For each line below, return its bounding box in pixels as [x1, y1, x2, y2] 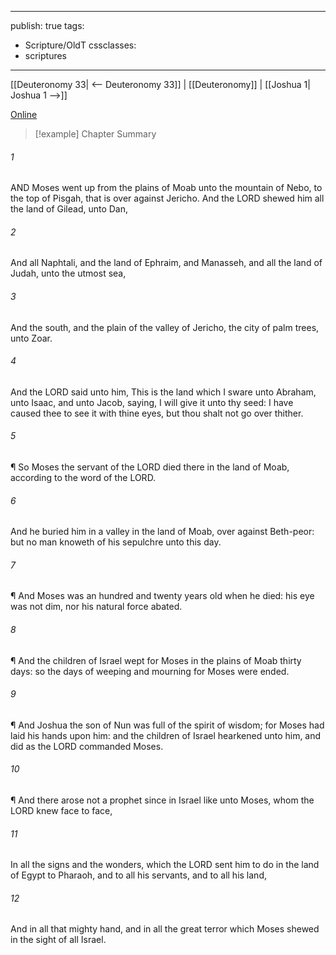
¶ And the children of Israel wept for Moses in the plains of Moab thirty [10, 654, 302, 666]
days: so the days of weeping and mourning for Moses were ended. [10, 665, 290, 677]
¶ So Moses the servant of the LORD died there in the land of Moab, [10, 461, 290, 473]
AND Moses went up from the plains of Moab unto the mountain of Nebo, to [10, 182, 323, 194]
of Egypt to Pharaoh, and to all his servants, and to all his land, [10, 869, 267, 881]
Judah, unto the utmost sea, [10, 267, 127, 280]
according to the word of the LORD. [10, 472, 157, 484]
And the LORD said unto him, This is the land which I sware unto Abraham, [10, 386, 317, 398]
